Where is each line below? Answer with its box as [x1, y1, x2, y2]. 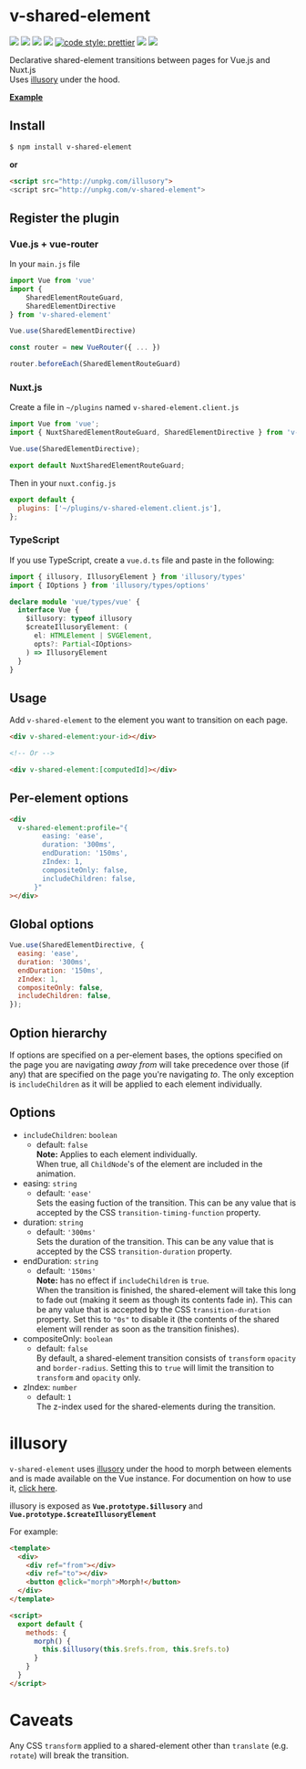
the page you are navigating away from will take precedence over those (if [9, 1059, 290, 1070]
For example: [9, 1526, 59, 1537]
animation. [36, 1168, 76, 1179]
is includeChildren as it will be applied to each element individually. [9, 1079, 262, 1090]
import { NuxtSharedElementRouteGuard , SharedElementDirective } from [9, 428, 283, 437]
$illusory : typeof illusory [25, 614, 132, 624]
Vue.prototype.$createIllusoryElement [9, 1510, 157, 1519]
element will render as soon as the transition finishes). [36, 1323, 240, 1334]
